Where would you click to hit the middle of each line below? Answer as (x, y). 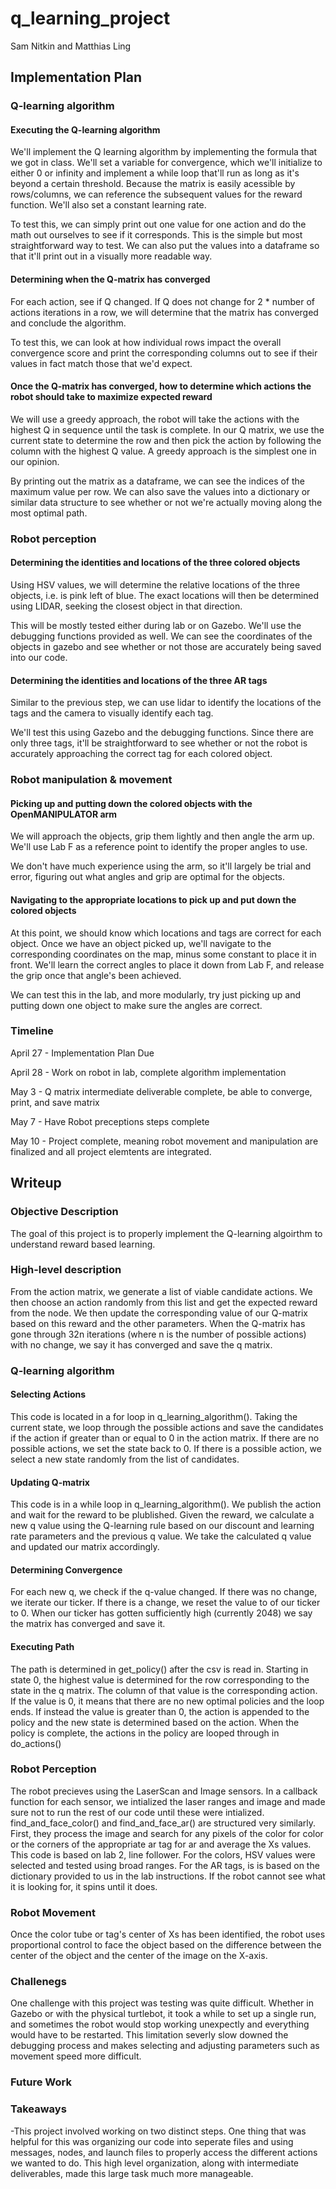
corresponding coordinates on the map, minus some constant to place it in (163, 954)
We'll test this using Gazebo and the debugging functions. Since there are (162, 733)
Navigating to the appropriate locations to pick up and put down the (153, 899)
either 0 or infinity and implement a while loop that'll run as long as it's (155, 173)
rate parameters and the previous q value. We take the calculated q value (161, 1536)
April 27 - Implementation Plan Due (82, 1053)
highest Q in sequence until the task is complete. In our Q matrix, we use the (167, 429)
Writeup (36, 1183)
